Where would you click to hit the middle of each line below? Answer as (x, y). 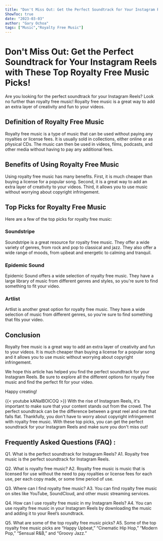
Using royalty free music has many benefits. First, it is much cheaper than (79, 176)
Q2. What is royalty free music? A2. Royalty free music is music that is (75, 469)
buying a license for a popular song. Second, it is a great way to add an (76, 181)
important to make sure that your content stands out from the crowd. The (78, 406)
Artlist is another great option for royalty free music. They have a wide (75, 309)
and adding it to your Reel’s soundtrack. (45, 513)
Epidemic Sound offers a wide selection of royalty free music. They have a (79, 276)
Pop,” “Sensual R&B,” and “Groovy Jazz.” (46, 533)
